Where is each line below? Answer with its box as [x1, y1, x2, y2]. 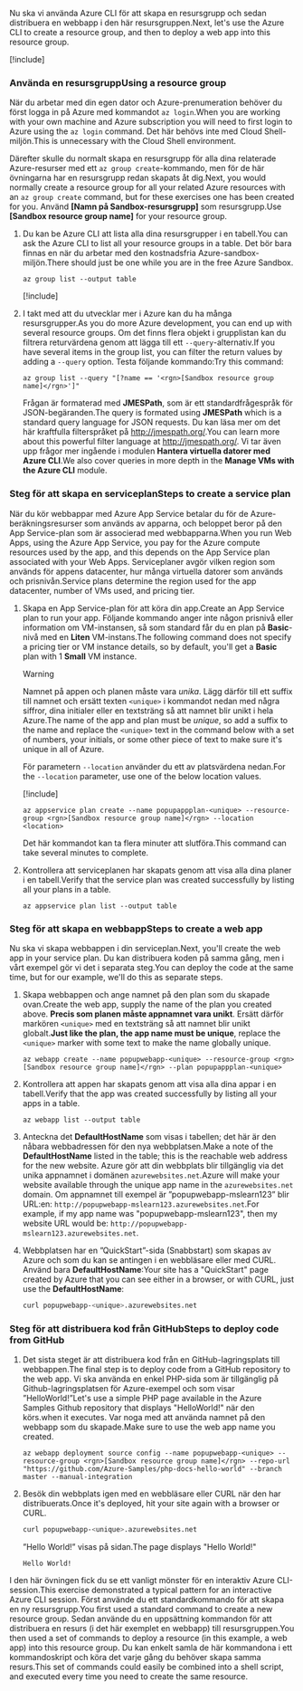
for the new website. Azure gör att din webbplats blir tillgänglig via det [22, 1160, 284, 1170]
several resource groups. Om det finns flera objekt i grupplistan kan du [22, 328, 287, 339]
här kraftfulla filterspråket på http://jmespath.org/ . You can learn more [22, 426, 280, 437]
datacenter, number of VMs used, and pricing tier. [9, 585, 195, 596]
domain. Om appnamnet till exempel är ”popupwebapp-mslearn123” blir [22, 1189, 289, 1199]
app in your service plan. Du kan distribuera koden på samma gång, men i [9, 952, 285, 963]
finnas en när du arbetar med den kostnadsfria [22, 248, 196, 259]
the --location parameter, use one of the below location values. [22, 770, 262, 781]
